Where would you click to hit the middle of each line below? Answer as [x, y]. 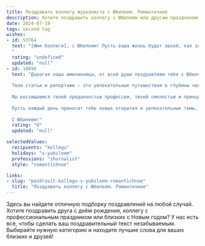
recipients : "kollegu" [41, 147]
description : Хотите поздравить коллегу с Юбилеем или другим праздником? [103, 18]
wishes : [16, 35]
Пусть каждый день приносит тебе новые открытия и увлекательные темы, [105, 108]
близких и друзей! [30, 236]
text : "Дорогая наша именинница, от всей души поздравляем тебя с [98, 74]
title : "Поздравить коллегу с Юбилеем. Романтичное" [80, 187]
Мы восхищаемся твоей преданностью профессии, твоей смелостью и [97, 97]
